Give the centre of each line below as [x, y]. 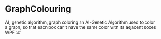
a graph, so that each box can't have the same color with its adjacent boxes [80, 27]
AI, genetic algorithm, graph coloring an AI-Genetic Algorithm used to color [80, 22]
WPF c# [13, 32]
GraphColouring [38, 9]
